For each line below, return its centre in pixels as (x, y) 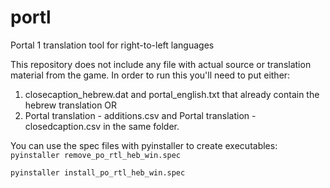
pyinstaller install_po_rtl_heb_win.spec (98, 172)
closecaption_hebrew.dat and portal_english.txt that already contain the (172, 94)
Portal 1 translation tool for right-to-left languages (112, 45)
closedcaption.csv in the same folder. (102, 126)
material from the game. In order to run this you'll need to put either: (150, 75)
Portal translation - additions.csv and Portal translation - (140, 115)
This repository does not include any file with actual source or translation (161, 64)
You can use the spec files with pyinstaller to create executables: (144, 145)
